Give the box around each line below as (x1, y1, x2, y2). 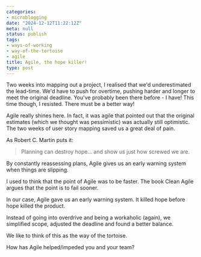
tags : (6, 37, 20, 43)
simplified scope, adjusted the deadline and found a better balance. (6, 220, 174, 228)
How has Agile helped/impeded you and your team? (6, 244, 135, 251)
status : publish (6, 31, 47, 37)
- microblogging (6, 14, 47, 20)
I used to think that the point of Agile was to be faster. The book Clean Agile (6, 178, 194, 185)
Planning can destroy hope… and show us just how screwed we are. (20, 148, 190, 155)
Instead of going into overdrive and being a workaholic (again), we (6, 214, 171, 221)
